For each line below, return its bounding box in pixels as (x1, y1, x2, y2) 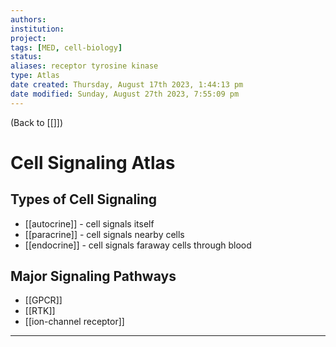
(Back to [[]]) (10, 116, 64, 128)
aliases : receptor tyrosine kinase (10, 61, 159, 71)
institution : (10, 24, 65, 34)
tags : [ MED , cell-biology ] (10, 42, 123, 53)
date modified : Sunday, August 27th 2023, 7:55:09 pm (10, 89, 240, 99)
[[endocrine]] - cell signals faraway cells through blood (24, 239, 252, 251)
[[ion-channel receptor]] (24, 316, 125, 328)
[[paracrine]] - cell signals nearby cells (24, 228, 185, 240)
